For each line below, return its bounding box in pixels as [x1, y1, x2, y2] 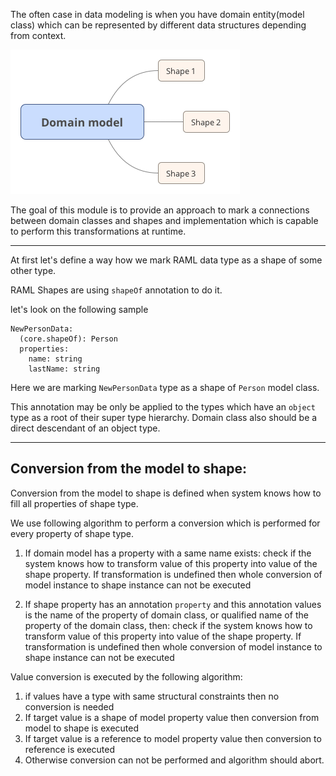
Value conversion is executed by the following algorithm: [10, 670, 243, 683]
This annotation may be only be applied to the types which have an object [10, 401, 316, 413]
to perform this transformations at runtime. [10, 225, 187, 237]
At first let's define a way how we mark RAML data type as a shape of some [10, 254, 323, 266]
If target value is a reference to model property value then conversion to [24, 732, 322, 744]
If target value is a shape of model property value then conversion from [24, 711, 320, 723]
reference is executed [24, 743, 116, 755]
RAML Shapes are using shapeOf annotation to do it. [10, 284, 223, 296]
